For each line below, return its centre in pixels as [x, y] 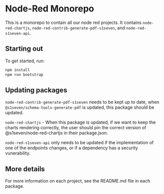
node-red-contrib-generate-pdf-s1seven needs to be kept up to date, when [82, 102]
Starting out [24, 49]
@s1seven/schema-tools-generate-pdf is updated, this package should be [80, 107]
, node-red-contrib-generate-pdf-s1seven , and [78, 27]
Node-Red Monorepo [50, 9]
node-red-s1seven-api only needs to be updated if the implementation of [80, 143]
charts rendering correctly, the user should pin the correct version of [76, 128]
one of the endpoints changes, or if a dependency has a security [72, 148]
